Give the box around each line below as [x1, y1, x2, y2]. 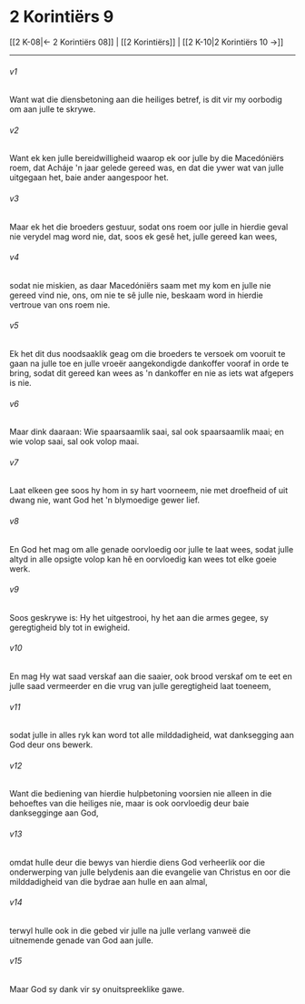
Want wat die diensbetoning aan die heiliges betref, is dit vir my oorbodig [9, 94, 283, 106]
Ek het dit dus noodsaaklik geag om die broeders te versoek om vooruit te [9, 348, 286, 359]
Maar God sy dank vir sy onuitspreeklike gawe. [9, 983, 184, 994]
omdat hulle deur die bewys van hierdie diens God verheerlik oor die [9, 857, 266, 867]
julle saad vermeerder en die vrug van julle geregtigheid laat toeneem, [9, 680, 271, 691]
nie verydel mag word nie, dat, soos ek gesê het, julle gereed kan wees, [9, 230, 278, 242]
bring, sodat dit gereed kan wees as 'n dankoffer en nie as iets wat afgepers [9, 367, 294, 379]
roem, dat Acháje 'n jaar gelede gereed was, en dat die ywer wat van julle [9, 162, 284, 174]
